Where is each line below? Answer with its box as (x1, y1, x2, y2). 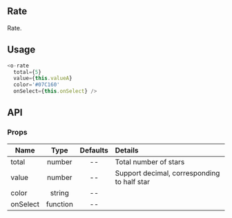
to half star (115, 177, 151, 186)
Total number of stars (115, 157, 185, 166)
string (50, 188, 69, 197)
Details (115, 145, 139, 155)
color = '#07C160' (13, 81, 60, 88)
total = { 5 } (13, 68, 41, 75)
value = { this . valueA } (13, 75, 72, 82)
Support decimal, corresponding (115, 168, 220, 178)
